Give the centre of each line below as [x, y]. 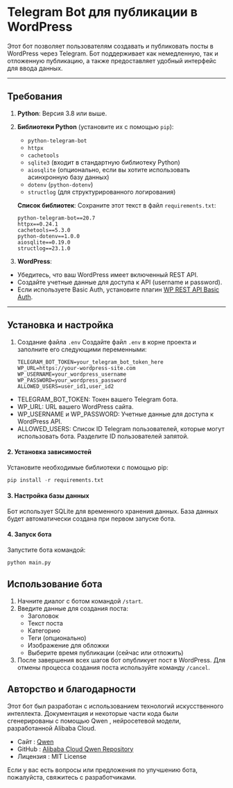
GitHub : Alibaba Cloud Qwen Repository [75, 749]
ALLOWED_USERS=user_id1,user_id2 [66, 386]
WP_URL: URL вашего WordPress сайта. [75, 406]
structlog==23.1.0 [44, 248]
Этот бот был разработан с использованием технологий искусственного [115, 706]
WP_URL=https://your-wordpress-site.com [76, 368]
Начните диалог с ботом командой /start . [80, 601]
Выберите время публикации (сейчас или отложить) [105, 653]
